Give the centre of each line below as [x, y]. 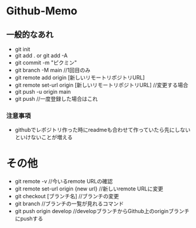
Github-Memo [42, 11]
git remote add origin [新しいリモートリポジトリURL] [80, 78]
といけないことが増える [44, 137]
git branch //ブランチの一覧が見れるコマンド [69, 204]
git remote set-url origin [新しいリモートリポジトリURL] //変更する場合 [102, 85]
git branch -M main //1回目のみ [53, 70]
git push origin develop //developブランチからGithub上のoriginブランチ [102, 211]
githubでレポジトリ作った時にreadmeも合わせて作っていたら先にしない [102, 130]
